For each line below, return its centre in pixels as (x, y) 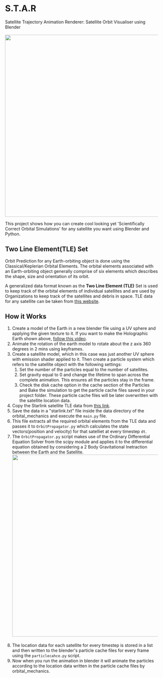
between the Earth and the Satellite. (48, 452)
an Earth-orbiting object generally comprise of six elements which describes (81, 271)
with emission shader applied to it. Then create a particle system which (83, 359)
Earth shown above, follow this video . (49, 338)
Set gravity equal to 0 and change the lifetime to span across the (84, 375)
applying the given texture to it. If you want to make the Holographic (80, 333)
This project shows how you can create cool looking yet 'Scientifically (75, 223)
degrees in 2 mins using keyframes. (48, 349)
